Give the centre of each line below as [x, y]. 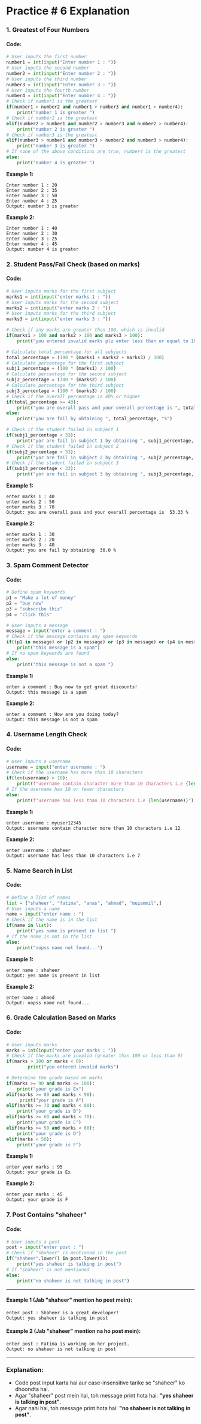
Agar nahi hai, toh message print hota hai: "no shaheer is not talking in [103, 1408]
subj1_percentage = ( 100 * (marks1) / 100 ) [61, 369]
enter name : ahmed [31, 997]
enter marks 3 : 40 [31, 545]
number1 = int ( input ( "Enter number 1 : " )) [61, 62]
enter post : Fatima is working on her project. [68, 1344]
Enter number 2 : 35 [32, 190]
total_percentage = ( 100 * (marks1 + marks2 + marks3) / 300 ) [85, 357]
